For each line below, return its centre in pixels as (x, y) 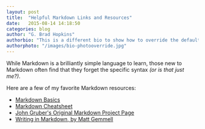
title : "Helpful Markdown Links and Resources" (69, 18)
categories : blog (28, 29)
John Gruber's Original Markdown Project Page (74, 113)
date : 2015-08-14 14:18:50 (43, 23)
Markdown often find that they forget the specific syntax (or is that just (95, 69)
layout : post (23, 12)
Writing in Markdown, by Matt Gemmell (64, 119)
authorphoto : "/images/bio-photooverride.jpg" (67, 46)
